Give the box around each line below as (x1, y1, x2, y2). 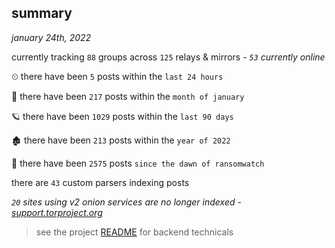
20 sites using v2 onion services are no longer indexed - (11, 196, 242, 208)
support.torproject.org (11, 206, 103, 218)
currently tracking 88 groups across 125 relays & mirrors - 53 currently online (11, 51, 326, 63)
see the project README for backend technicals (35, 226, 234, 238)
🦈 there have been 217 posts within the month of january (11, 90, 245, 102)
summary (11, 5, 73, 22)
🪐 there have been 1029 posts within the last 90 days (11, 110, 234, 122)
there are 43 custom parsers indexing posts (11, 176, 190, 188)
